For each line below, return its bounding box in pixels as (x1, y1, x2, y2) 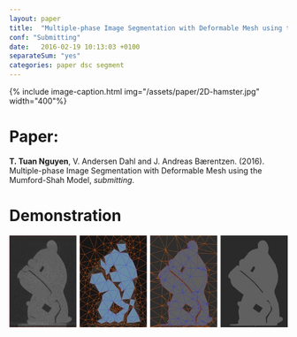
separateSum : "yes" (9, 51, 81, 61)
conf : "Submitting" (9, 33, 81, 42)
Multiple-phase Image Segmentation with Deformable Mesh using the (9, 165, 263, 176)
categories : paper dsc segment (9, 61, 125, 70)
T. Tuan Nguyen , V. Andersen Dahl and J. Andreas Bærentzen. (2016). (9, 156, 265, 166)
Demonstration (9, 206, 122, 226)
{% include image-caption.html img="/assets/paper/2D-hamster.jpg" (9, 87, 260, 96)
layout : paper (9, 14, 62, 23)
